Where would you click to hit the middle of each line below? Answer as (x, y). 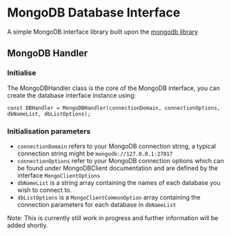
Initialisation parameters (49, 131)
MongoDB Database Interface (94, 13)
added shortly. (28, 225)
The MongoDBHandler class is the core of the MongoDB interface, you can (114, 88)
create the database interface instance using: (72, 95)
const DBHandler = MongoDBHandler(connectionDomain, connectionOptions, (114, 108)
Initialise (22, 73)
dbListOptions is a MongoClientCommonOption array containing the (109, 197)
